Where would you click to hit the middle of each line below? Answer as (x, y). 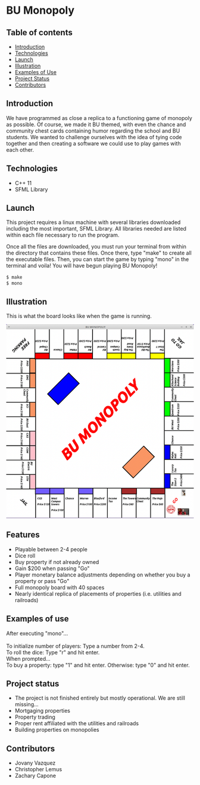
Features (23, 535)
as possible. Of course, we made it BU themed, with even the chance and (96, 124)
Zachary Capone (35, 776)
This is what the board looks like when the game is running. (79, 316)
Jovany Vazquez (35, 763)
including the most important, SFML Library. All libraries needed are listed (96, 229)
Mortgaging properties (42, 711)
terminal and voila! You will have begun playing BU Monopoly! (82, 266)
